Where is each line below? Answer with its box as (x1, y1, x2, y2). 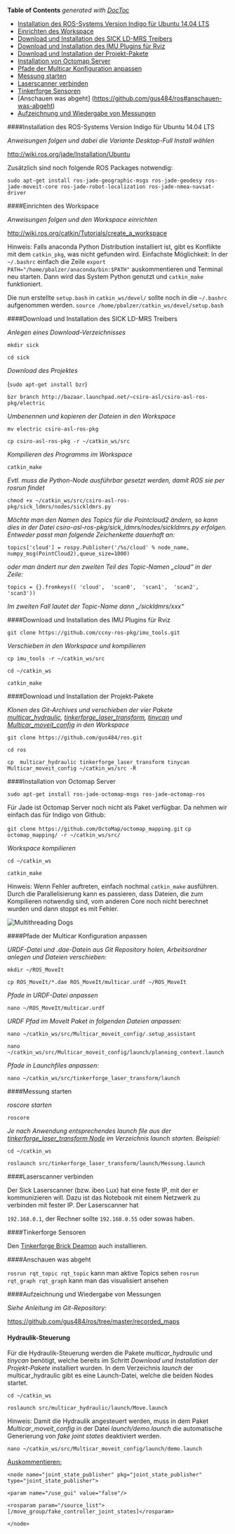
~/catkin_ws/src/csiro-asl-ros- (35, 497, 130, 504)
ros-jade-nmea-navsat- (148, 183, 215, 190)
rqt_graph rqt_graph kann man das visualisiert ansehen (7, 1276, 169, 1285)
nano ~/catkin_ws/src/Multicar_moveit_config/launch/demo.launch (7, 1445, 202, 1453)
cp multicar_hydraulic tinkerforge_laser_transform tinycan (7, 759, 190, 766)
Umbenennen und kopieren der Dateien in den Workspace (7, 412, 176, 420)
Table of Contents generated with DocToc (7, 6, 130, 14)
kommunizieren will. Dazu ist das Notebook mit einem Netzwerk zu (7, 1193, 201, 1202)
